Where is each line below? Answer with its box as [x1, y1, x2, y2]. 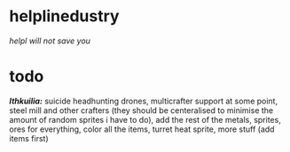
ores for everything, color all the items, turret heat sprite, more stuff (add [9, 124, 275, 134]
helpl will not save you [9, 35, 91, 46]
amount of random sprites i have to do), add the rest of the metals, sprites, [9, 114, 281, 125]
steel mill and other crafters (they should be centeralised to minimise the [9, 104, 273, 116]
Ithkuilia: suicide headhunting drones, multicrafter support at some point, [9, 95, 278, 106]
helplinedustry [9, 6, 120, 27]
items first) [9, 133, 49, 143]
